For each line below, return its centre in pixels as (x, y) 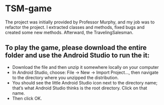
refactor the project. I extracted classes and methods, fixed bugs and (75, 27)
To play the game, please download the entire (76, 48)
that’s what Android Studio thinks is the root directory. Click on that (80, 88)
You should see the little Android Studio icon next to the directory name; (85, 83)
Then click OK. (27, 98)
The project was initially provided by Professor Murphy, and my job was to (80, 22)
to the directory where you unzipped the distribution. (65, 77)
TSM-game (29, 9)
